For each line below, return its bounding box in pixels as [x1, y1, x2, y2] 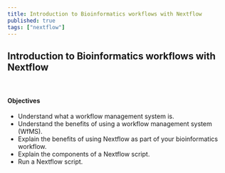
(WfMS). [17, 127, 43, 136]
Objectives [7, 96, 41, 105]
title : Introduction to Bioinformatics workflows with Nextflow [7, 10, 202, 18]
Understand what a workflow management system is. [17, 112, 174, 121]
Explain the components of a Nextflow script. [17, 150, 150, 159]
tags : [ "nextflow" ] [7, 23, 66, 31]
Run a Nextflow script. [17, 157, 83, 166]
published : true [7, 17, 56, 24]
